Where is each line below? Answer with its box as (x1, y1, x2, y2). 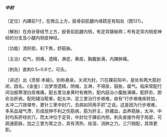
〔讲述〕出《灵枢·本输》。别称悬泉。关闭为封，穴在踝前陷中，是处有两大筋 (5, 77, 157, 83)
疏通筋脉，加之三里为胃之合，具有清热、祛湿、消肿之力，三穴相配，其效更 (5, 120, 158, 126)
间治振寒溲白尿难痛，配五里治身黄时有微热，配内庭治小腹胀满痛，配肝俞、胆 (5, 89, 162, 95)
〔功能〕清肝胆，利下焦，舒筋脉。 (5, 45, 75, 51)
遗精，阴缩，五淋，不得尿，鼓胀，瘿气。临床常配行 (57, 83, 162, 89)
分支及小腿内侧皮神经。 (13, 35, 62, 41)
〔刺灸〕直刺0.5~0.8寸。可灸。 (5, 66, 69, 72)
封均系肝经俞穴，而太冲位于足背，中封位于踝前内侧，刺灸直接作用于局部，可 (5, 114, 162, 120)
